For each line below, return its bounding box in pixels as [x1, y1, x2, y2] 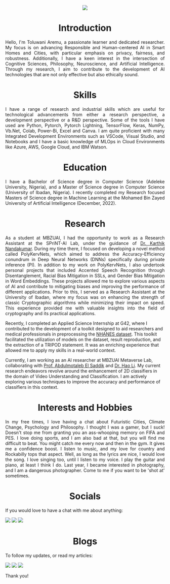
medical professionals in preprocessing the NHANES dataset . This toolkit [5, 331, 157, 337]
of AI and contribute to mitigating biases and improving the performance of [5, 283, 165, 289]
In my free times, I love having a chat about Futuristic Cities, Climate [5, 418, 165, 424]
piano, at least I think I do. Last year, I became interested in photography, [5, 462, 165, 468]
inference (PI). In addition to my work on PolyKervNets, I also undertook [5, 262, 165, 268]
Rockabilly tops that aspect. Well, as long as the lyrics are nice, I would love [5, 451, 165, 457]
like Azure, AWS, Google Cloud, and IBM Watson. [5, 144, 108, 150]
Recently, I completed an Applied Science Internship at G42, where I [5, 320, 148, 326]
